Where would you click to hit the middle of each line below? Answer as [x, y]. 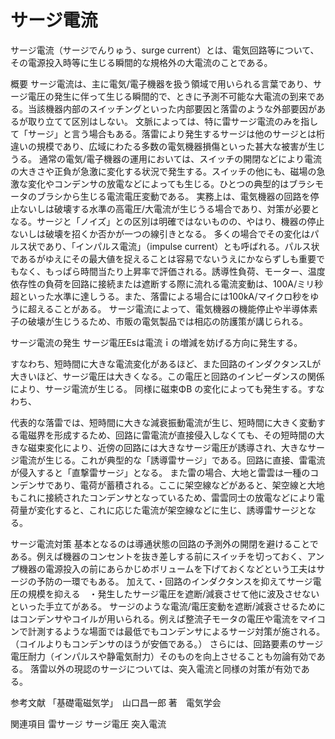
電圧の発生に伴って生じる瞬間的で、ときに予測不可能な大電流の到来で [172, 96]
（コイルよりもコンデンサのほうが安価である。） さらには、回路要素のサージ [167, 643]
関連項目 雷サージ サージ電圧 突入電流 [88, 723]
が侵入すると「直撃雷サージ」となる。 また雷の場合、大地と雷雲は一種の [160, 472]
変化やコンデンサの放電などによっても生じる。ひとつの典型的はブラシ [171, 183]
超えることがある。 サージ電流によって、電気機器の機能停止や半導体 [168, 308]
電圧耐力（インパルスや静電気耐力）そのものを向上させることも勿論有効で [163, 656]
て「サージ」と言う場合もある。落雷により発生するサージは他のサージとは [163, 133]
